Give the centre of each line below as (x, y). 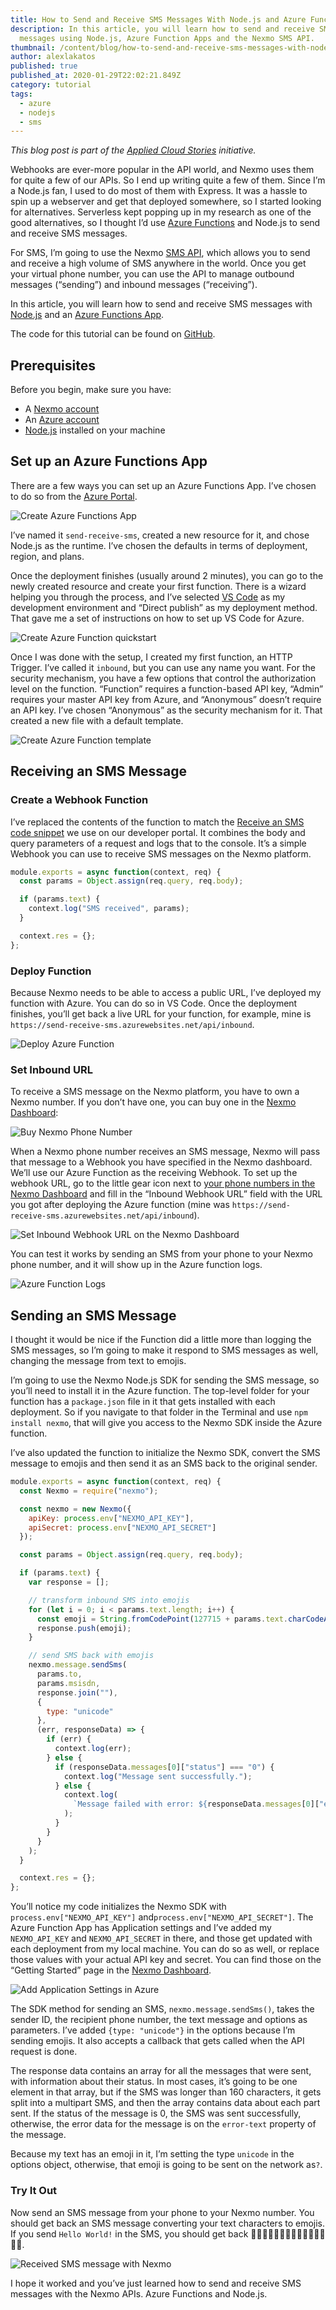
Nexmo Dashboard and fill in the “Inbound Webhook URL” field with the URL (166, 1194)
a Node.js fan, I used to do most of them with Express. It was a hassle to (159, 191)
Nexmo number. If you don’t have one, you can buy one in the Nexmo (153, 1102)
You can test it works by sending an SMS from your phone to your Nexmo (161, 1254)
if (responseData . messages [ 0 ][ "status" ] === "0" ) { (164, 1767)
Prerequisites (53, 365)
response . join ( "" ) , (77, 1692)
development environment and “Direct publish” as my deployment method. (164, 607)
